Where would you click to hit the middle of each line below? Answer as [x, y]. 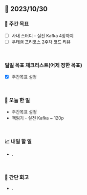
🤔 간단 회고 [17, 177]
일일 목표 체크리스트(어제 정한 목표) [43, 65]
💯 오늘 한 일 [17, 100]
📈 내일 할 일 [18, 141]
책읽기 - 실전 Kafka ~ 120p [38, 118]
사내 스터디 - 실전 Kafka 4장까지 [43, 35]
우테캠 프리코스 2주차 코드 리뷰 [41, 42]
